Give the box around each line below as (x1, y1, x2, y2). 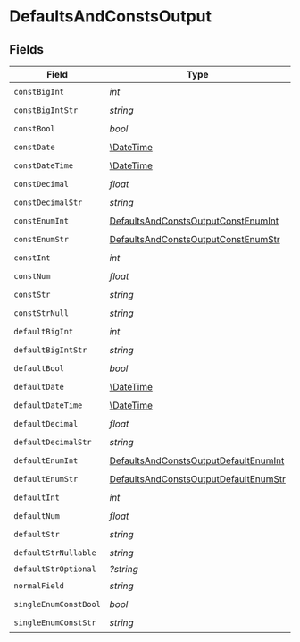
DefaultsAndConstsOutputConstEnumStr (109, 232, 281, 245)
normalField (13, 580, 65, 591)
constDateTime (13, 160, 74, 171)
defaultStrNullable (13, 547, 96, 558)
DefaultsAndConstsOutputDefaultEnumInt (109, 454, 285, 467)
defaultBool (13, 363, 65, 373)
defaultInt (13, 492, 60, 503)
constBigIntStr (13, 105, 79, 115)
